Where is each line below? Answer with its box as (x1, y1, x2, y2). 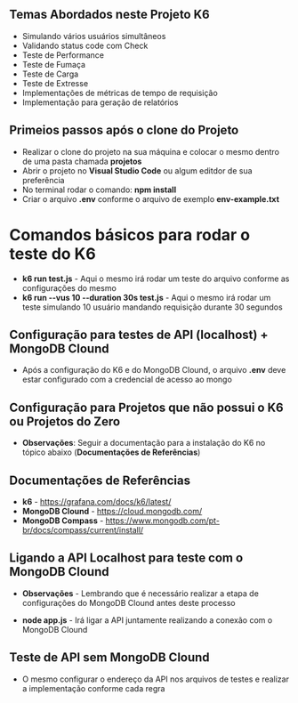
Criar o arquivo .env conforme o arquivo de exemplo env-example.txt (21, 193, 280, 204)
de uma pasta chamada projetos (21, 156, 142, 166)
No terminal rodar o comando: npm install (21, 184, 176, 195)
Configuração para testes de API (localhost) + (9, 327, 269, 342)
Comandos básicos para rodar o (9, 224, 251, 245)
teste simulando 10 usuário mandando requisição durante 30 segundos (21, 302, 283, 312)
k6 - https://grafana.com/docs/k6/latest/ (21, 497, 172, 506)
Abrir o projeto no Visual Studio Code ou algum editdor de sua (21, 165, 253, 176)
